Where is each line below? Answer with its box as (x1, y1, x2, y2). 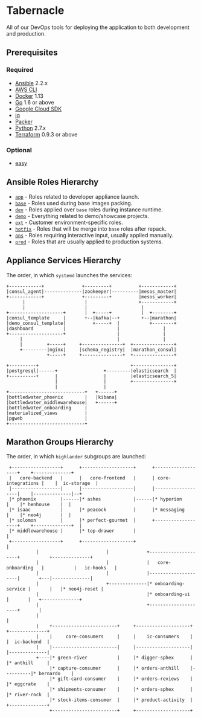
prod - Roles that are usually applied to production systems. (14, 238, 164, 245)
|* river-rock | (6, 692, 50, 698)
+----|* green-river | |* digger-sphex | (36, 655, 193, 661)
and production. (6, 30, 46, 37)
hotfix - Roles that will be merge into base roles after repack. (14, 225, 167, 232)
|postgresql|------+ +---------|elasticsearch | (6, 368, 177, 374)
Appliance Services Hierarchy (6, 255, 121, 266)
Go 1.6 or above (14, 98, 54, 106)
